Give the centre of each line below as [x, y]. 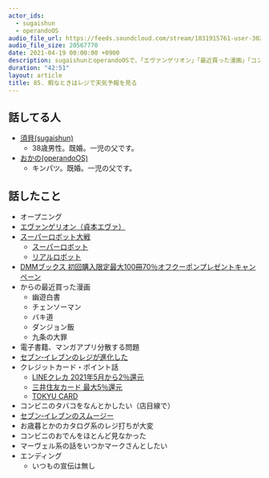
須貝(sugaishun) [46, 138]
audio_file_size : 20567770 [53, 46]
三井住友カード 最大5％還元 [77, 387]
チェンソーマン [56, 307]
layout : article [35, 75]
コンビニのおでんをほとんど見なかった [83, 436]
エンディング [41, 456]
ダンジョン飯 [53, 327]
